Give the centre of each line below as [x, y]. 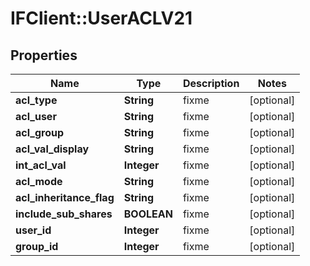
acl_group [40, 132]
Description [211, 83]
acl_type [36, 100]
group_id [37, 246]
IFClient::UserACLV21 [101, 18]
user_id [33, 230]
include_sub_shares [64, 214]
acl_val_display [52, 149]
